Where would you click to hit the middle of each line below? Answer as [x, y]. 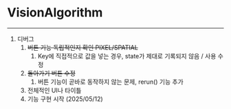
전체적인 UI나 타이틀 [54, 90]
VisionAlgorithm [55, 13]
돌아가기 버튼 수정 [51, 73]
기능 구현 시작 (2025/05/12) [65, 99]
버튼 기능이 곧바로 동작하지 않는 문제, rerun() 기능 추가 [110, 82]
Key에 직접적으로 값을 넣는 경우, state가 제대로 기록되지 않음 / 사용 [127, 56]
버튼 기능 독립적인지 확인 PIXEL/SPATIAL [83, 47]
